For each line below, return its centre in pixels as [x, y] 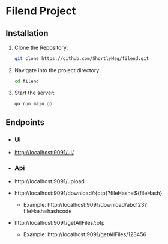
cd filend [27, 81]
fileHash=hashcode [47, 211]
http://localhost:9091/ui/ [44, 153]
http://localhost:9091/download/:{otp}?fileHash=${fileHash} [88, 193]
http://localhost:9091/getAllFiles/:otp [59, 222]
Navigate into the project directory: [58, 70]
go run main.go [33, 103]
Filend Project [41, 11]
